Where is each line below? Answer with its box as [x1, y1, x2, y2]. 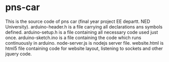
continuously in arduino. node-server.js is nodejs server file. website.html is [5, 40, 164, 46]
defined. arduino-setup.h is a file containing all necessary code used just [5, 29, 158, 35]
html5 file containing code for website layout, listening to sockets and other [5, 45, 163, 51]
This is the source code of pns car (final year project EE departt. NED [5, 18, 150, 24]
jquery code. [5, 50, 32, 57]
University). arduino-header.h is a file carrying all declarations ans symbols [5, 23, 163, 29]
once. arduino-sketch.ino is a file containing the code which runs [5, 35, 142, 41]
